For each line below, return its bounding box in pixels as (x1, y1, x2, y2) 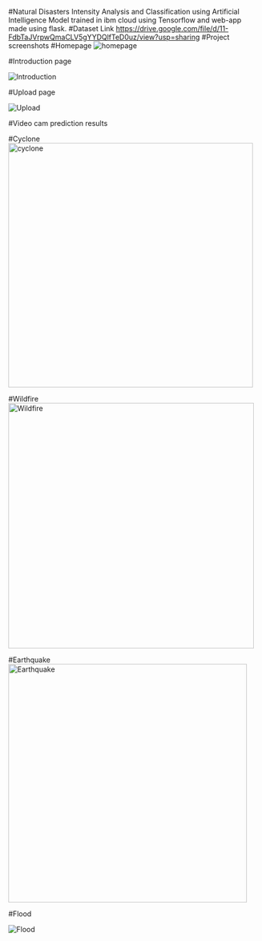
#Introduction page (8, 56, 72, 66)
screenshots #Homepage (8, 41, 92, 50)
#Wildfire (8, 394, 38, 403)
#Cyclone (8, 134, 40, 143)
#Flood (8, 909, 32, 919)
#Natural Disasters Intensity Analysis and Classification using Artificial (8, 7, 240, 16)
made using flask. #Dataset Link (8, 24, 115, 33)
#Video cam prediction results (8, 119, 108, 127)
